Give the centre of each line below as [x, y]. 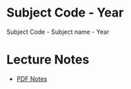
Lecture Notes [48, 60]
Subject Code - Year [65, 13]
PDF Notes [32, 79]
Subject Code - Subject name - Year [58, 32]
